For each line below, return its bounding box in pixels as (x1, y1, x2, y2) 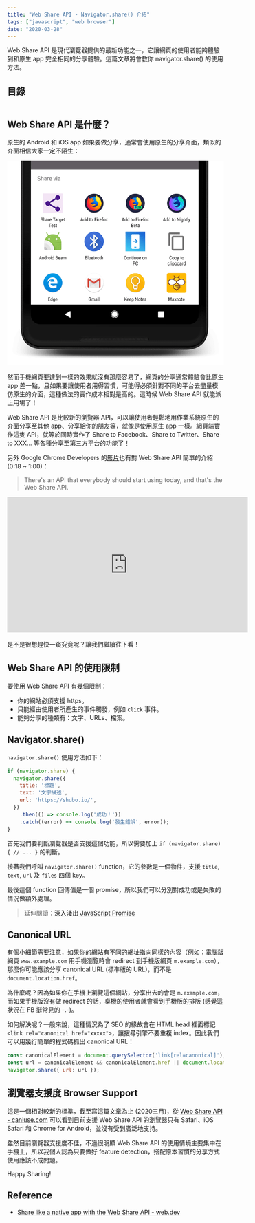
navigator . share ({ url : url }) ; (7, 1067, 100, 1074)
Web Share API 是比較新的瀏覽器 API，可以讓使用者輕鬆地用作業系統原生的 (7, 413, 219, 422)
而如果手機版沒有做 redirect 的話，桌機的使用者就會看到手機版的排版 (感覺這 (7, 997, 223, 1006)
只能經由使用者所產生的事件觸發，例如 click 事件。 (16, 705, 163, 713)
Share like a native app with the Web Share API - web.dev (16, 1208, 181, 1216)
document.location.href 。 (7, 974, 81, 982)
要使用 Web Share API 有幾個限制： (7, 682, 108, 690)
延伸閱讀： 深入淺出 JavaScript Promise (23, 909, 135, 917)
